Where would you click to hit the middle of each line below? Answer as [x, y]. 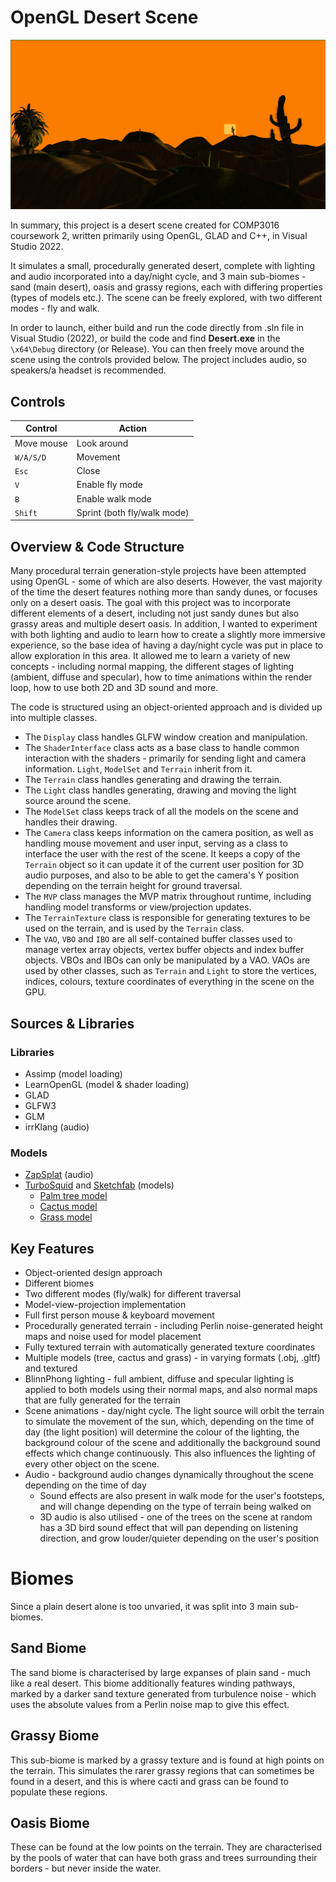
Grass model [66, 1217]
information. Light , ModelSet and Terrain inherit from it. [138, 769]
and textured [51, 1368]
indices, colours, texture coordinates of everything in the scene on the [169, 982]
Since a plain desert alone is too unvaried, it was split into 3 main [144, 1606]
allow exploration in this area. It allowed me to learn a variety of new [150, 656]
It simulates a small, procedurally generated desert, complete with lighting [163, 266]
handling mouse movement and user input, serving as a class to [156, 843]
